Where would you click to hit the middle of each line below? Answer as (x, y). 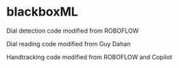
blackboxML (42, 12)
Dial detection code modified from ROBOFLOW (73, 31)
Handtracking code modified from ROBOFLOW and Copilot (89, 57)
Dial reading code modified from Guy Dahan (69, 44)
